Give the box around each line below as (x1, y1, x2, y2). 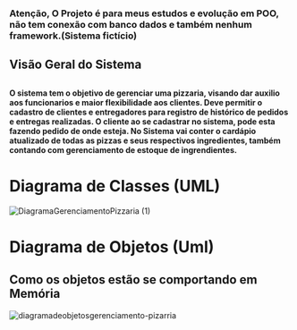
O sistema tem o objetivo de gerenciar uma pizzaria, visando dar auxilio (9, 88, 280, 98)
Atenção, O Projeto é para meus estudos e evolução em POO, (9, 7, 279, 20)
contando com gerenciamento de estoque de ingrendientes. (9, 144, 237, 155)
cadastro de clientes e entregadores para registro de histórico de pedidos (9, 106, 289, 117)
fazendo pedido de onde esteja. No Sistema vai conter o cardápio (9, 125, 257, 136)
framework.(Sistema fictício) (9, 30, 138, 42)
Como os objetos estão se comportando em (9, 272, 258, 288)
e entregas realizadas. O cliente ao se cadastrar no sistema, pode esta (9, 115, 276, 127)
